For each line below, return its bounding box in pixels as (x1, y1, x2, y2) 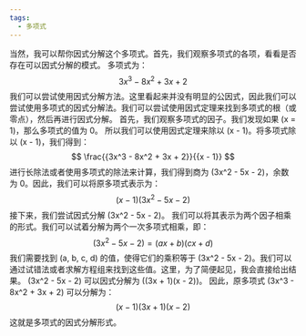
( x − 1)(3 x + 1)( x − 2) (115, 301, 191, 312)
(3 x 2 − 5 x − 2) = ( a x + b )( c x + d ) (92, 236, 214, 249)
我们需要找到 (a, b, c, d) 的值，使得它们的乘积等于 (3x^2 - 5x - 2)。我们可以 (9, 252, 292, 264)
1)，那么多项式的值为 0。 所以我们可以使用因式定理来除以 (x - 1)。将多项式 (9, 125, 289, 137)
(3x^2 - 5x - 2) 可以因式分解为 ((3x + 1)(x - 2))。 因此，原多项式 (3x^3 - (26, 275, 294, 287)
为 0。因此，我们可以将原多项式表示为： (9, 178, 161, 189)
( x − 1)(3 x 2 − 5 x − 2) (115, 193, 191, 205)
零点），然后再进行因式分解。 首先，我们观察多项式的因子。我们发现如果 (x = (9, 114, 296, 125)
